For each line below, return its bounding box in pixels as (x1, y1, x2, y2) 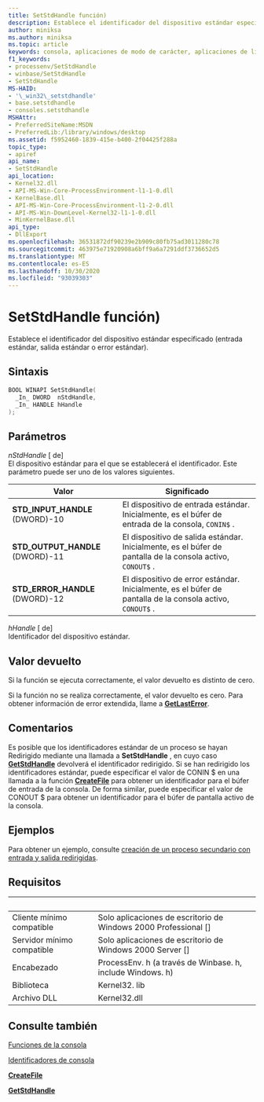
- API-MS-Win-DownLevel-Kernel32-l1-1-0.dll (8, 209, 156, 217)
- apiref (8, 150, 37, 158)
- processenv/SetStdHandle (8, 63, 97, 71)
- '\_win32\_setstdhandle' (8, 92, 97, 100)
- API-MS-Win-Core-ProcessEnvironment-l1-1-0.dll (8, 186, 174, 195)
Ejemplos (8, 824, 55, 837)
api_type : (8, 223, 41, 232)
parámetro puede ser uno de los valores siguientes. (8, 467, 175, 477)
